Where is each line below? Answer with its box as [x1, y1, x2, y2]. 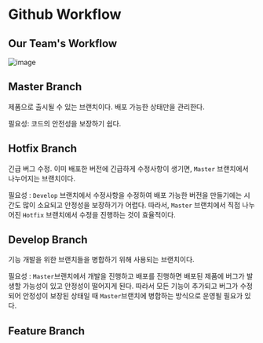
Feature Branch [8, 324, 85, 338]
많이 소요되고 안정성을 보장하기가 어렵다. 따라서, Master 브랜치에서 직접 [22, 200, 241, 210]
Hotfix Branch [8, 142, 77, 155]
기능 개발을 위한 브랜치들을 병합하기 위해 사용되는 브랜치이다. [8, 255, 195, 265]
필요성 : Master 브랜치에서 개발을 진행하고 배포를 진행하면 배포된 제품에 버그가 [8, 272, 245, 281]
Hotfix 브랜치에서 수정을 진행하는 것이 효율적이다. [22, 210, 177, 219]
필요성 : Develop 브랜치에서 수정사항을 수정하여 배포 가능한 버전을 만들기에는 [8, 190, 243, 199]
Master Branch [8, 80, 82, 93]
